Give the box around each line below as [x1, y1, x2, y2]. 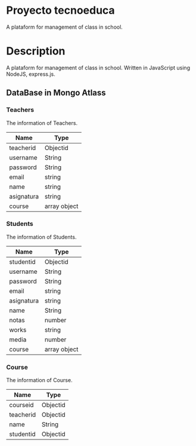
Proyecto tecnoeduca [6, 4, 115, 17]
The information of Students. [6, 233, 77, 240]
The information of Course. [6, 377, 73, 384]
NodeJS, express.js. [6, 70, 55, 78]
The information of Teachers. [6, 119, 78, 126]
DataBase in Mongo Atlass [6, 88, 106, 98]
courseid [9, 401, 34, 410]
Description [6, 44, 66, 58]
